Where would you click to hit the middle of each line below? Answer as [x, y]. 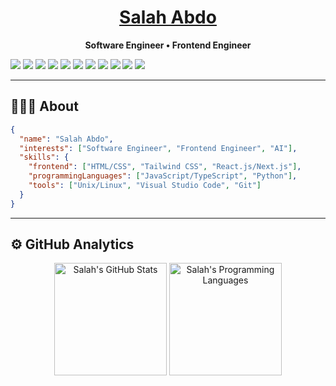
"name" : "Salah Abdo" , [66, 139]
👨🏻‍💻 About [44, 106]
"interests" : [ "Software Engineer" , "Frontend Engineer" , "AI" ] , [158, 148]
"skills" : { [44, 157]
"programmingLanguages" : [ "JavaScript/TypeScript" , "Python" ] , [163, 176]
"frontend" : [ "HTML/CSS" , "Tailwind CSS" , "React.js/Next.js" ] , [165, 167]
